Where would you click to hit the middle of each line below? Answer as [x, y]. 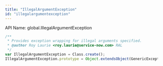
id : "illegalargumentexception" [38, 14]
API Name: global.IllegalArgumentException [49, 27]
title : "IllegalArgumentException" [41, 9]
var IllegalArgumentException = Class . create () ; [55, 54]
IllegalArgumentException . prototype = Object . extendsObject [67, 59]
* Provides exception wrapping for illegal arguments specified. [74, 41]
